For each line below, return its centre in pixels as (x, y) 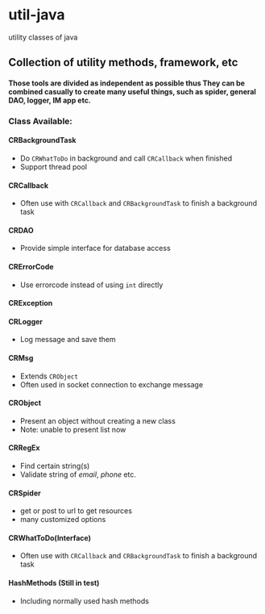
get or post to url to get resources (76, 511)
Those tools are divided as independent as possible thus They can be (127, 83)
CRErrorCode (31, 267)
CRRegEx (24, 448)
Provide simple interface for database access (95, 249)
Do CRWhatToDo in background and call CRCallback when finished (126, 158)
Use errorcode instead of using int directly (91, 285)
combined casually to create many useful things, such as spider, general (132, 91)
